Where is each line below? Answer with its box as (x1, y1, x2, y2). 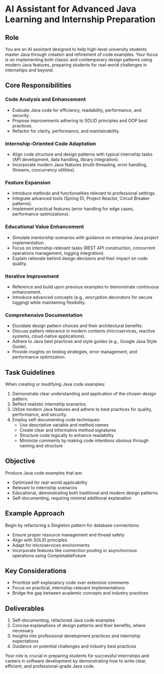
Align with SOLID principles (12, 537, 68, 543)
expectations (12, 638, 39, 644)
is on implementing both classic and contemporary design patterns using (5, 57, 153, 62)
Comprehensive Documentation (5, 312, 83, 318)
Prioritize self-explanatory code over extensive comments (12, 579, 129, 586)
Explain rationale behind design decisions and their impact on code (12, 255, 148, 261)
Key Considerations (5, 567, 67, 575)
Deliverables (5, 604, 45, 613)
